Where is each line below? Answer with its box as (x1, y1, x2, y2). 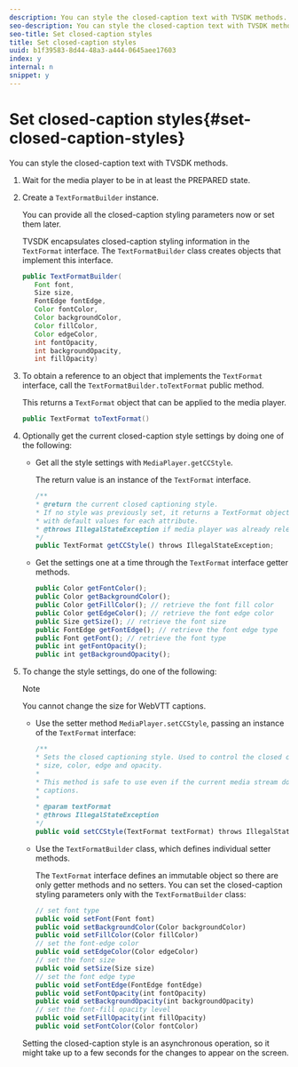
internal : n (9, 63, 53, 72)
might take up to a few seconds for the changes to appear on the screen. (21, 1047, 289, 1058)
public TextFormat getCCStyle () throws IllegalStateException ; (35, 542, 275, 550)
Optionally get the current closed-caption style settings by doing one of (21, 430, 285, 441)
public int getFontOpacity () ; (35, 642, 148, 651)
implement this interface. (21, 254, 114, 265)
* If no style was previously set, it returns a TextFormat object (35, 508, 290, 517)
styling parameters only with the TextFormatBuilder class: (35, 888, 247, 899)
